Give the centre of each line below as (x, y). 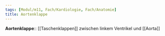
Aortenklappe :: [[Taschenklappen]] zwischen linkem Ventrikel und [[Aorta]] (83, 28)
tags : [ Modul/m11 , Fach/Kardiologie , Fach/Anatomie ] (61, 10)
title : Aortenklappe (27, 14)
